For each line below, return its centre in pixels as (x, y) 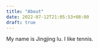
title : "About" (25, 11)
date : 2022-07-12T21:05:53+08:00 (48, 17)
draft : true (21, 22)
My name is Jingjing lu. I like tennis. (50, 39)
